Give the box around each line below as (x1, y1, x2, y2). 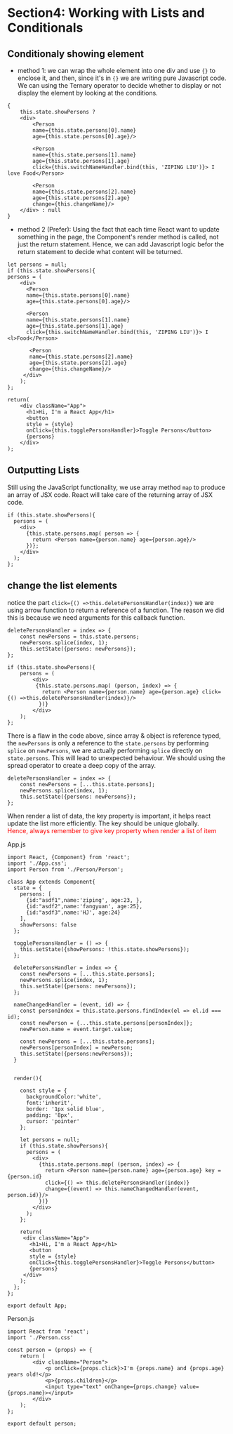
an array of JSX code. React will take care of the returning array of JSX (7, 490, 213, 499)
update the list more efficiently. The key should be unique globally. (7, 819, 200, 828)
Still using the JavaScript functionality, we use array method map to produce (7, 483, 226, 491)
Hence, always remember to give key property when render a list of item (7, 826, 217, 835)
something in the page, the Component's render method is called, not (17, 233, 219, 241)
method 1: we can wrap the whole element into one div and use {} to (17, 67, 216, 74)
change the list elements (7, 580, 118, 592)
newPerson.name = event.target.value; (20, 1025, 133, 1033)
